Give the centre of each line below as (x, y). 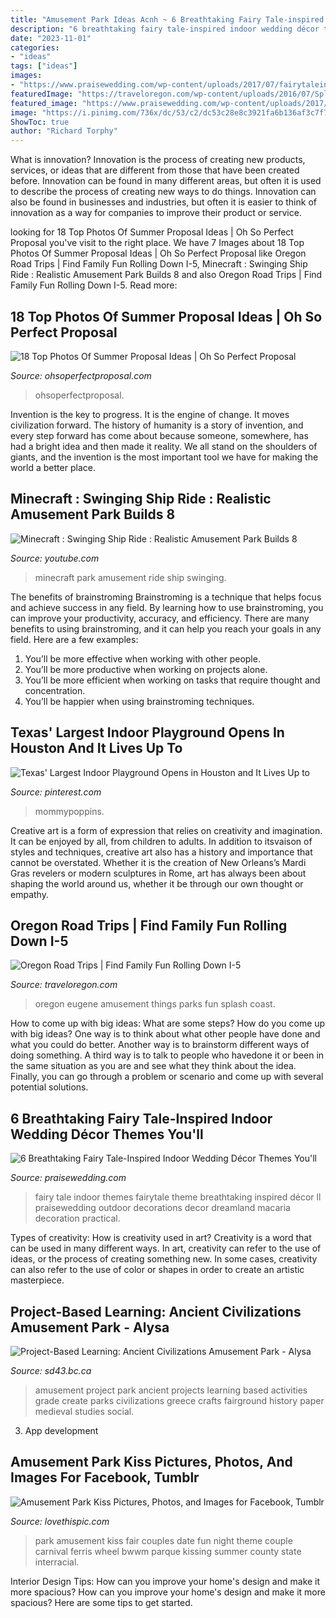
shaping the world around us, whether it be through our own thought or (157, 883)
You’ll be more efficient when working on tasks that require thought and (172, 680)
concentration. (55, 690)
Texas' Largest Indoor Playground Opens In (147, 732)
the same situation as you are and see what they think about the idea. (153, 1066)
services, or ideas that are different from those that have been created (155, 170)
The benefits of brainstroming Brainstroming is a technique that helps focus (166, 597)
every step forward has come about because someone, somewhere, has (159, 435)
